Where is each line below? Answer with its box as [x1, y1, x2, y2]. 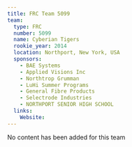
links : [13, 107, 33, 114]
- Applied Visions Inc [20, 68, 86, 75]
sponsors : [13, 56, 42, 63]
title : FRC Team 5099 [7, 10, 71, 17]
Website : [20, 114, 45, 121]
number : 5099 [13, 29, 52, 37]
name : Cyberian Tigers [13, 36, 80, 43]
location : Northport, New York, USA [13, 49, 120, 56]
